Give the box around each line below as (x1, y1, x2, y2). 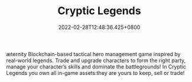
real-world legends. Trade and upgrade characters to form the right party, (6, 57, 186, 64)
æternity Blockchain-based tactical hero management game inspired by (6, 50, 181, 57)
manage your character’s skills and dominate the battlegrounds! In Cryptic (6, 63, 187, 70)
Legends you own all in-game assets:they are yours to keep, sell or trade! (6, 69, 185, 76)
